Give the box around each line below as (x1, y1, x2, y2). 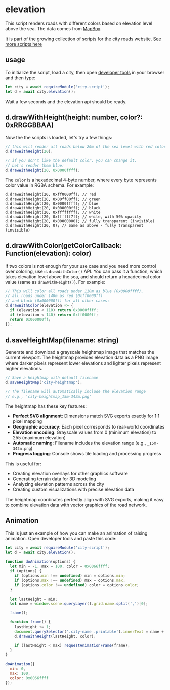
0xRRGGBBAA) (5, 121, 54, 129)
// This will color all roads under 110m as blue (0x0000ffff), (5, 288, 144, 294)
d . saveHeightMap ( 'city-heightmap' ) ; (5, 380, 82, 385)
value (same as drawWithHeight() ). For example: (5, 279, 106, 285)
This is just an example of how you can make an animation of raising (5, 530, 148, 536)
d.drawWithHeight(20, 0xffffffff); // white (5, 210, 101, 215)
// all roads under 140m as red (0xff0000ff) (5, 293, 103, 299)
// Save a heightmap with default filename (5, 375, 99, 380)
